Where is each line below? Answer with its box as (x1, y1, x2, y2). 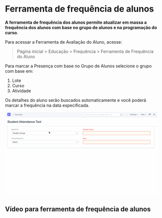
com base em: (5, 68, 34, 74)
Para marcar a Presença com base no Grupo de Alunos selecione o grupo (5, 63, 152, 69)
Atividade (12, 88, 31, 93)
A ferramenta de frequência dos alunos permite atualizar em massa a (5, 19, 147, 25)
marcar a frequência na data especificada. (5, 102, 89, 108)
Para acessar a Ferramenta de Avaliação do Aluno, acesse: (5, 39, 122, 45)
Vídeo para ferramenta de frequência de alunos (5, 205, 151, 213)
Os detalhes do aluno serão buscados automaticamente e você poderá (5, 97, 147, 103)
